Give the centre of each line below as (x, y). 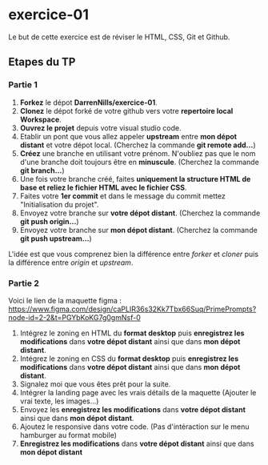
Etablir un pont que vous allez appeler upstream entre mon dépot (128, 136)
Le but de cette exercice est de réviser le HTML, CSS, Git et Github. (119, 37)
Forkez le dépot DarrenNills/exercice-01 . (88, 102)
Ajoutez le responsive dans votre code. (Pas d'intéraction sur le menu (134, 427)
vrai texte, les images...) (59, 401)
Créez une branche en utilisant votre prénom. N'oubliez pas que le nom (138, 153)
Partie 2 (24, 283)
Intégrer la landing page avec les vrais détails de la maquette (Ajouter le (138, 392)
